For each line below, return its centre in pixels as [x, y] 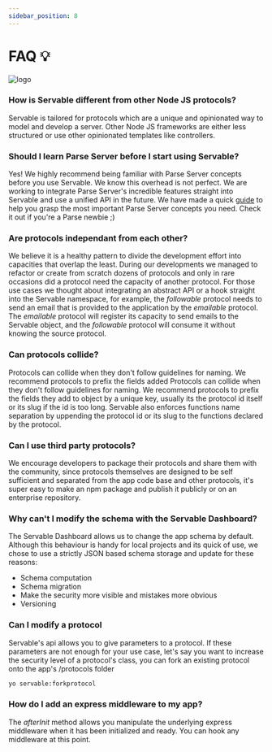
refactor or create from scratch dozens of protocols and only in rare [122, 273]
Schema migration [51, 587]
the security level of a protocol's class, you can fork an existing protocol [129, 660]
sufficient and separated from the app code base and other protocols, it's [131, 480]
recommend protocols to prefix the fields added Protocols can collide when [135, 381]
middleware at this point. [50, 739]
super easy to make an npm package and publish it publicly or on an [123, 489]
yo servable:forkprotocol [52, 684]
